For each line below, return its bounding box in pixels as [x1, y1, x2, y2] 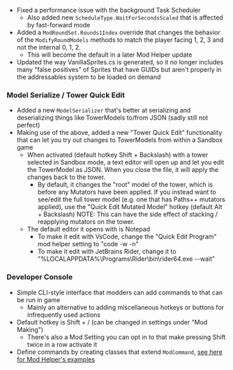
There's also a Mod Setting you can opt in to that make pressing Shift [27, 332, 226, 341]
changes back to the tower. [27, 173, 106, 181]
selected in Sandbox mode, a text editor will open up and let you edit [27, 158, 225, 166]
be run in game [16, 295, 61, 304]
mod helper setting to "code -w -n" [37, 240, 139, 248]
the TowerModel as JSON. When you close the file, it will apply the [27, 166, 219, 174]
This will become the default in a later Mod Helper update [27, 50, 193, 59]
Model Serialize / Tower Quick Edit [6, 90, 125, 100]
